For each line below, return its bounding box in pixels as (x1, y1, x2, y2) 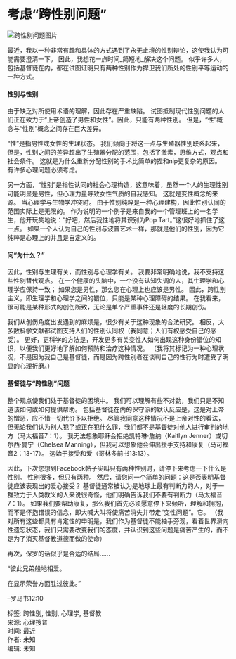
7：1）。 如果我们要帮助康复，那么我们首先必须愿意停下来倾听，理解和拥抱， (7, 499, 228, 507)
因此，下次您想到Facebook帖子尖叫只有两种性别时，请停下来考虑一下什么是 (7, 463, 227, 472)
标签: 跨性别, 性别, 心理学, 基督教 (7, 609, 102, 618)
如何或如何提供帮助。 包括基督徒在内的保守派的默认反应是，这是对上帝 (19, 405, 225, 414)
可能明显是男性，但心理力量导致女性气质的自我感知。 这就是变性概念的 (7, 189, 212, 198)
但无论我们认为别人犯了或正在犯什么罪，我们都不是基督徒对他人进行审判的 (7, 423, 223, 431)
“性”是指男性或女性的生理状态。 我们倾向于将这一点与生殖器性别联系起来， (7, 139, 224, 148)
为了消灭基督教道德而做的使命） (13, 534, 106, 542)
